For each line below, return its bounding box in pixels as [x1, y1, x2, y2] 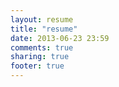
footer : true [10, 61, 65, 71]
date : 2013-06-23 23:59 [10, 33, 110, 43]
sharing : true [10, 52, 70, 62]
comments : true [10, 42, 74, 53]
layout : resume [10, 14, 74, 25]
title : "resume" [10, 24, 78, 34]
